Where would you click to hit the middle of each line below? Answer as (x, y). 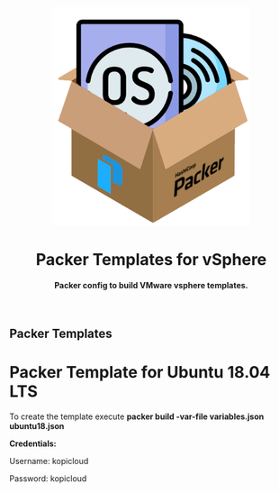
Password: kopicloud (48, 478)
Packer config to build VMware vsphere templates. (151, 285)
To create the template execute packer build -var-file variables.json (137, 416)
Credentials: (33, 443)
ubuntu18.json (37, 425)
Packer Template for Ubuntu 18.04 (140, 372)
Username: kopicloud (49, 461)
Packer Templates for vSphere (151, 260)
